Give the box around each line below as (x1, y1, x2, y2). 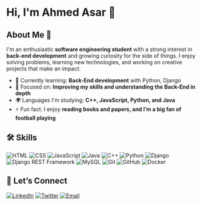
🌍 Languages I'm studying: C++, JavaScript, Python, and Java (15, 96, 175, 104)
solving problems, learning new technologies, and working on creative (6, 59, 183, 66)
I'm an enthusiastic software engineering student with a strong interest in (6, 45, 193, 53)
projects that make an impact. (6, 65, 81, 72)
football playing (15, 115, 56, 121)
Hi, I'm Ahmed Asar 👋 (6, 5, 116, 19)
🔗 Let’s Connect (6, 176, 68, 186)
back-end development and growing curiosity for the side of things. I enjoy (6, 52, 196, 59)
